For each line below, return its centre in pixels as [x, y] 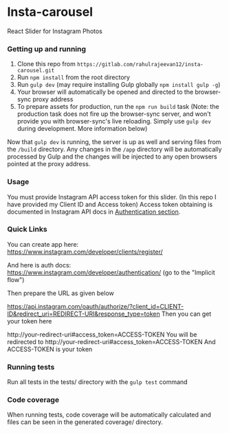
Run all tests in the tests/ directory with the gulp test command [97, 382]
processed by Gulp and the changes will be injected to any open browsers [112, 157]
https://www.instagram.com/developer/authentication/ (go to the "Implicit [111, 272]
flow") [16, 279]
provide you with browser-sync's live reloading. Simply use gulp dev [114, 121]
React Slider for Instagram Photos [55, 31]
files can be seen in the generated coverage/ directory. [85, 422]
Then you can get [186, 314]
